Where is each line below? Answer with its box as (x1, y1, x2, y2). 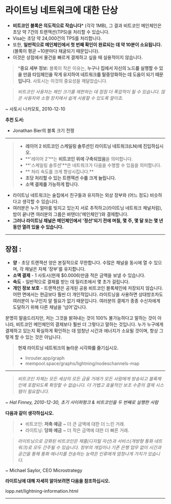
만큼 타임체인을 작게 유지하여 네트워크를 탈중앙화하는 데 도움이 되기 (22, 71, 154, 77)
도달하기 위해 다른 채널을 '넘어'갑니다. (12, 304, 88, 310)
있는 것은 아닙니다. (25, 334, 62, 340)
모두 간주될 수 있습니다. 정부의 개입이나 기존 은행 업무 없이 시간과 (32, 444, 161, 451)
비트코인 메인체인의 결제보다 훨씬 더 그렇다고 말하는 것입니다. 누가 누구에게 (16, 321, 164, 327)
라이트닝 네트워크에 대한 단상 (5, 5, 118, 16)
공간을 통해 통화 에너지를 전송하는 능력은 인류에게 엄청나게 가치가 (17, 451, 147, 457)
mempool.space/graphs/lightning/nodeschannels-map (25, 360, 140, 367)
